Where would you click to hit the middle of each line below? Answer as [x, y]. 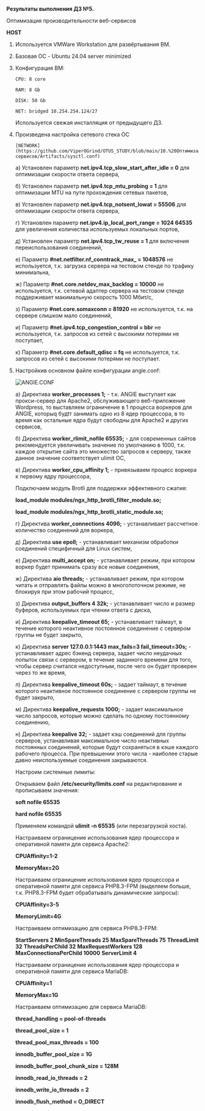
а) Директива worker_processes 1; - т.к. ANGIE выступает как [95, 394]
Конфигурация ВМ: [40, 68]
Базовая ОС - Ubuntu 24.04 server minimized [73, 56]
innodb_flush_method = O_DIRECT [60, 1102]
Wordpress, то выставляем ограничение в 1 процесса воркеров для [103, 407]
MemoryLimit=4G [38, 916]
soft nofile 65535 [38, 802]
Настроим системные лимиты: [55, 772]
